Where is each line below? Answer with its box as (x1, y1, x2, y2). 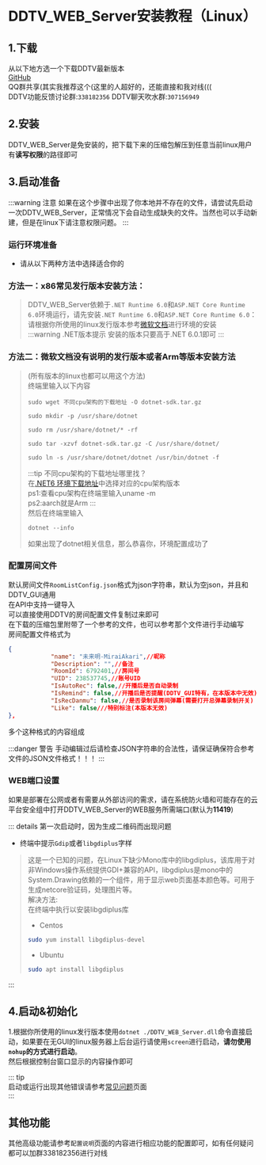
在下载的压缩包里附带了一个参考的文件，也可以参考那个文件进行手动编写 (8, 619, 244, 629)
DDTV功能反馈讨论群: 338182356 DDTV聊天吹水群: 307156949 (8, 92, 199, 101)
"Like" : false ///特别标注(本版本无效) (50, 704, 168, 712)
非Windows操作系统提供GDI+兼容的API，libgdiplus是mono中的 (27, 865, 234, 874)
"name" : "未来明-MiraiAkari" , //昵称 (50, 653, 166, 661)
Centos (39, 920, 63, 930)
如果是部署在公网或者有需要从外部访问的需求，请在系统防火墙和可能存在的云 (8, 794, 258, 804)
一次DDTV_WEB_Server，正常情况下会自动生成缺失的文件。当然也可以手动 (8, 207, 251, 217)
